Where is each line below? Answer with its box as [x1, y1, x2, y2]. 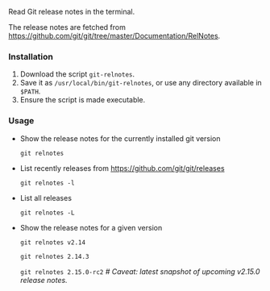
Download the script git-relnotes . [19, 69, 135, 79]
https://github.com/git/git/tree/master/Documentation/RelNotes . [8, 31, 221, 40]
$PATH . [19, 86, 41, 96]
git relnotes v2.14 [19, 238, 86, 247]
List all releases [19, 193, 73, 202]
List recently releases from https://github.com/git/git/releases [19, 163, 225, 173]
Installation [8, 51, 54, 62]
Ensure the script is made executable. [19, 95, 146, 105]
